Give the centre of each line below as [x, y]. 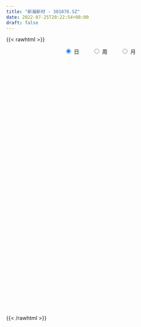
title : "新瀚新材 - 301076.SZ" [43, 12]
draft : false [22, 23]
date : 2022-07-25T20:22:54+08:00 [48, 17]
